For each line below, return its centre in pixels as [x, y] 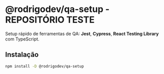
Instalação [22, 55]
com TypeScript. [22, 39]
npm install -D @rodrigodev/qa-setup [45, 66]
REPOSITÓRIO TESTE [50, 20]
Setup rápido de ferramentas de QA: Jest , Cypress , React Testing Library [82, 33]
